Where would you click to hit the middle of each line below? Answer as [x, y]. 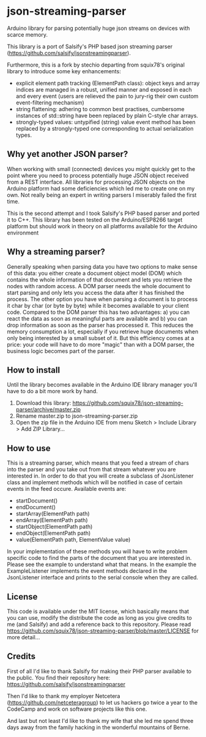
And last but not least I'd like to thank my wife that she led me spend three [100, 721]
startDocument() [37, 501]
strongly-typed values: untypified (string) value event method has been [106, 122]
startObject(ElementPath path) [54, 527]
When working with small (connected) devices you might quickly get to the [101, 169]
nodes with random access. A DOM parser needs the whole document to [99, 286]
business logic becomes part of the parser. [61, 351]
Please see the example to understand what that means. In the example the [102, 565]
